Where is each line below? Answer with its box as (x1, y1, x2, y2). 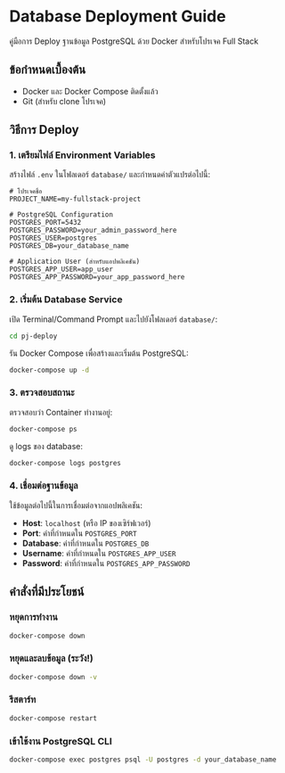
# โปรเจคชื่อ (9, 187, 43, 196)
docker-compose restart (9, 713, 98, 723)
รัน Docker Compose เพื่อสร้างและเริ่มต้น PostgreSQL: (9, 348, 189, 358)
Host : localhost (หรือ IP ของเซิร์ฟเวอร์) (21, 517, 151, 528)
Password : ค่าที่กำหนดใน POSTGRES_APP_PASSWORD (21, 557, 191, 568)
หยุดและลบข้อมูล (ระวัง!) (9, 653, 94, 665)
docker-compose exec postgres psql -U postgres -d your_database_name (9, 755, 277, 764)
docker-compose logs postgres (9, 458, 122, 467)
